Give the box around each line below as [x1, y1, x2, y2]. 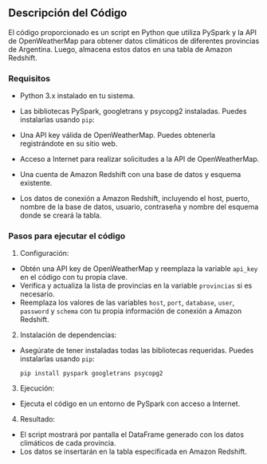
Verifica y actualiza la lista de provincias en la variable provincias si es [19, 281, 253, 290]
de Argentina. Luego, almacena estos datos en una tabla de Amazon [8, 44, 233, 54]
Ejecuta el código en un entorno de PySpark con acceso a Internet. [19, 399, 241, 409]
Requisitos [8, 73, 50, 84]
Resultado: [19, 415, 56, 424]
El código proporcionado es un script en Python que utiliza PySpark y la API [8, 27, 257, 37]
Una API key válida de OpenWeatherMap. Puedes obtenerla [19, 131, 216, 140]
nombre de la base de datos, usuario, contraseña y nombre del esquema [19, 203, 259, 212]
